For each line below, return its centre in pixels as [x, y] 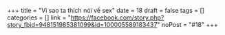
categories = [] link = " [39, 17]
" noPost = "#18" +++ [188, 25]
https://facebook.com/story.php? [117, 17]
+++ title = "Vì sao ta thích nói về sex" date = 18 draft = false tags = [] [106, 10]
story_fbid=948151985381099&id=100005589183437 [82, 25]
